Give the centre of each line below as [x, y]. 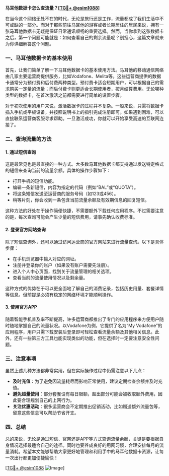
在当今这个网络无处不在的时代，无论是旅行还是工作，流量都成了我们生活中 [82, 19]
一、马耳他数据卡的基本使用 [39, 58]
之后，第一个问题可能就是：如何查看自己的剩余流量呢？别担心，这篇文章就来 [84, 38]
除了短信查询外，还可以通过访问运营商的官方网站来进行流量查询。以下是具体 [84, 242]
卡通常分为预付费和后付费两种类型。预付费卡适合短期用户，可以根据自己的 [82, 83]
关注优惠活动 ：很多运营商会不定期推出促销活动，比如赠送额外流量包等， [87, 406]
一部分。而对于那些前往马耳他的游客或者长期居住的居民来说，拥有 [91, 25]
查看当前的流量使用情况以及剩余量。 [50, 278]
